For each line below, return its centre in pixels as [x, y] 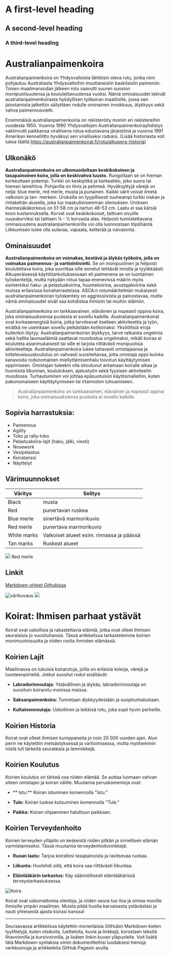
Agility [19, 430]
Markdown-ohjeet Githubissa [36, 585]
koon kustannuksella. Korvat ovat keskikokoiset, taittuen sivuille [72, 214]
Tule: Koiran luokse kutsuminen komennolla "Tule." [66, 802]
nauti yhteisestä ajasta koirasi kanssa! [45, 911]
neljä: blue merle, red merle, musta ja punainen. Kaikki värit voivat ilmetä [81, 192]
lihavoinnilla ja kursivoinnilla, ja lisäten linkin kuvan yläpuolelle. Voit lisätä [81, 937]
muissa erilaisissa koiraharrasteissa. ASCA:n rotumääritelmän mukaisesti [81, 290]
